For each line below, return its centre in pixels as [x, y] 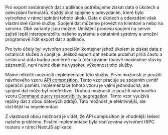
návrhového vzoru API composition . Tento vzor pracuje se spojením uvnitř [82, 80]
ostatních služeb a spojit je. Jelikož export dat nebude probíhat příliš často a [84, 54]
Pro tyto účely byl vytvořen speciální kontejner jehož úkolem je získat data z [83, 49]
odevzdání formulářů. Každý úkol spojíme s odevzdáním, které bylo [74, 13]
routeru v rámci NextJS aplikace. [39, 127]
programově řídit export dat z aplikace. [45, 39]
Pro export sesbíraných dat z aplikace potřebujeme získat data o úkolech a [82, 7]
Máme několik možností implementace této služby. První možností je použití [83, 75]
